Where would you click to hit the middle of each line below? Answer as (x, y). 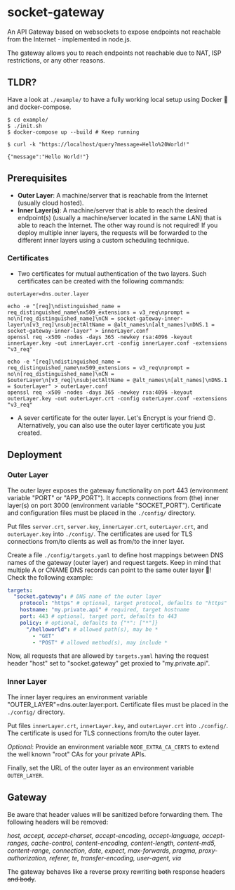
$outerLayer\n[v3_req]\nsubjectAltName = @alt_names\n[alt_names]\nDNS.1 (117, 380)
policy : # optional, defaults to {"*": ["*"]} (89, 623)
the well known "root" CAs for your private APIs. (77, 754)
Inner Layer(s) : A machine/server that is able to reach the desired (113, 210)
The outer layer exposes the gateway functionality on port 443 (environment (118, 490)
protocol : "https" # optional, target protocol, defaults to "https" (124, 603)
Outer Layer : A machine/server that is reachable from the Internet (113, 195)
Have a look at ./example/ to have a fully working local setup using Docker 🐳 (117, 99)
